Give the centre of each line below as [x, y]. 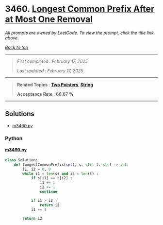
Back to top [16, 47]
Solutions [20, 114]
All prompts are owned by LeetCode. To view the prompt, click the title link [80, 33]
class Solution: [21, 160]
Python [14, 138]
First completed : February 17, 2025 [52, 61]
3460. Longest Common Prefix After [80, 9]
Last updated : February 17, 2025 [50, 70]
